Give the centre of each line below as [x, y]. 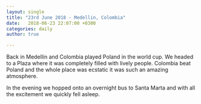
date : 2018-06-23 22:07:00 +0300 [51, 23]
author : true [23, 34]
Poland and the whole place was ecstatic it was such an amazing [87, 70]
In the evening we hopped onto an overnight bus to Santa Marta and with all [101, 88]
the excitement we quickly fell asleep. [53, 94]
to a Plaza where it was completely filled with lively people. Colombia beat [98, 63]
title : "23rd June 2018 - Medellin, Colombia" [66, 18]
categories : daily [29, 29]
